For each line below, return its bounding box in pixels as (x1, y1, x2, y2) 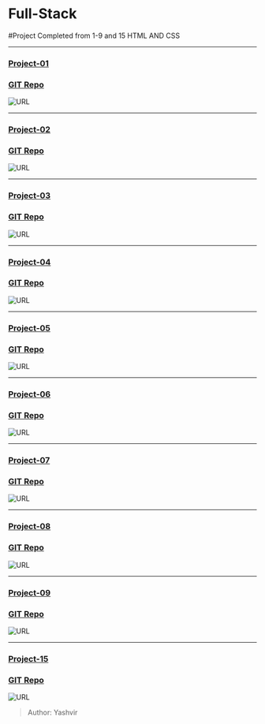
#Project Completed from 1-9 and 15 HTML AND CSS (8, 31, 180, 40)
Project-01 (8, 58, 50, 69)
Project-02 (8, 124, 51, 135)
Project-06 (8, 388, 51, 399)
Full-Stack (8, 5, 77, 23)
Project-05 (8, 323, 51, 334)
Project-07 (8, 455, 50, 466)
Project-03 (8, 190, 51, 201)
